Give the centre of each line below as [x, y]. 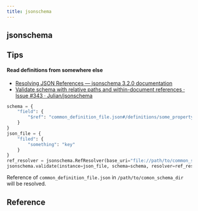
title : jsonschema [29, 11]
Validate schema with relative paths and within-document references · [100, 89]
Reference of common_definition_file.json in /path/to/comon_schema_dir [95, 178]
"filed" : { [31, 139]
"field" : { [31, 112]
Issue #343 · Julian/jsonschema [54, 96]
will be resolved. [26, 184]
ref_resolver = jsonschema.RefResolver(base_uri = [69, 161]
